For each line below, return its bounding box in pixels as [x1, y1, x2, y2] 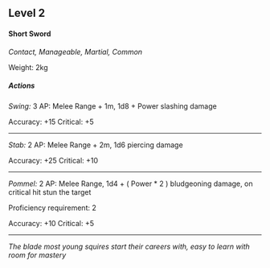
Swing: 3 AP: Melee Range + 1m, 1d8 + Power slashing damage [8, 101, 217, 111]
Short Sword [8, 28, 51, 39]
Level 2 [8, 6, 46, 20]
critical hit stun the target [8, 187, 92, 196]
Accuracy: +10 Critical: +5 [8, 218, 95, 228]
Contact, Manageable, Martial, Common [8, 47, 143, 56]
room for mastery [8, 249, 67, 260]
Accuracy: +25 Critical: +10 [8, 155, 99, 165]
